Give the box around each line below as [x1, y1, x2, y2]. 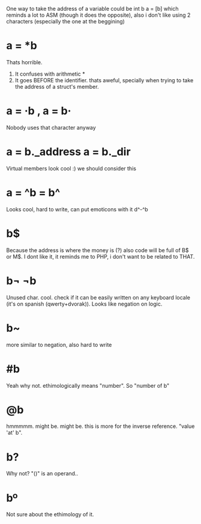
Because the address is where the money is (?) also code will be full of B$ [6, 246, 189, 254]
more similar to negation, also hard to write [6, 341, 112, 348]
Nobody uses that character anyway [6, 124, 96, 131]
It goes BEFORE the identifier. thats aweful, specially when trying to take [14, 76, 194, 83]
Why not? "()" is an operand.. [6, 470, 79, 477]
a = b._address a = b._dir [6, 145, 131, 158]
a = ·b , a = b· [6, 104, 71, 118]
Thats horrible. [6, 58, 43, 65]
